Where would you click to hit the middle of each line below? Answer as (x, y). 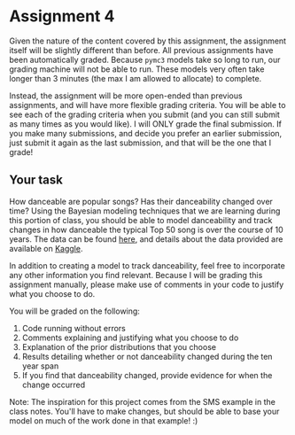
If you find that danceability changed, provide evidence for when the (147, 375)
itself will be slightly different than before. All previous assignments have (141, 50)
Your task (36, 180)
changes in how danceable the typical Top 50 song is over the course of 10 (146, 229)
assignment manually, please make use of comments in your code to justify (147, 284)
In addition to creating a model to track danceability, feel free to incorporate (147, 265)
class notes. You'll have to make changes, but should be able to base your (144, 411)
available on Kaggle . (46, 248)
